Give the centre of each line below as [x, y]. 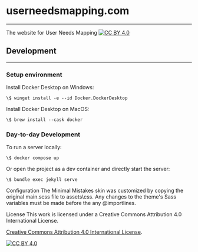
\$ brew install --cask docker [44, 120]
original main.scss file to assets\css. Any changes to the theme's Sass [91, 197]
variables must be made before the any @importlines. [71, 203]
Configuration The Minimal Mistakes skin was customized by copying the [95, 191]
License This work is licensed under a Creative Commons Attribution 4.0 [94, 214]
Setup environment [34, 75]
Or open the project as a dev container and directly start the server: [88, 169]
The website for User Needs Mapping [52, 32]
